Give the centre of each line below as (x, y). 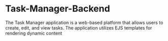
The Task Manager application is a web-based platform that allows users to (84, 22)
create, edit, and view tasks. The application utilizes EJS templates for (79, 27)
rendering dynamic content (34, 33)
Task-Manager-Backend (58, 9)
